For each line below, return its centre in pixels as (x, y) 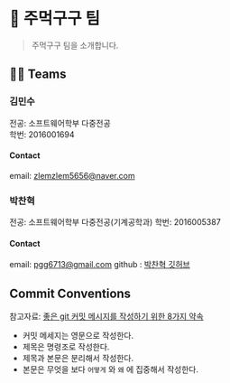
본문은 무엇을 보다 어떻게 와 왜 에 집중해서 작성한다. (110, 369)
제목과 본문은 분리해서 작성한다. (78, 359)
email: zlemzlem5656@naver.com (72, 175)
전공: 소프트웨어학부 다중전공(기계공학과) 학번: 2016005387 (115, 222)
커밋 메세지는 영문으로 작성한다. (78, 336)
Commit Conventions (70, 293)
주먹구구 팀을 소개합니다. (75, 45)
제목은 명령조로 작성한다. (66, 347)
